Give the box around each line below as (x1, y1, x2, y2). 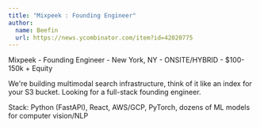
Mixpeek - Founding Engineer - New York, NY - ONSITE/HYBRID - (8, 55, 224, 65)
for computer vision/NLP (8, 111, 89, 121)
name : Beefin (15, 26, 59, 34)
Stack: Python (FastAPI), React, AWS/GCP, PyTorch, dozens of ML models (8, 103, 250, 112)
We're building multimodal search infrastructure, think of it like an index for (8, 79, 252, 88)
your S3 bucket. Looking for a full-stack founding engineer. (8, 88, 201, 97)
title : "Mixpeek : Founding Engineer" (8, 11, 136, 20)
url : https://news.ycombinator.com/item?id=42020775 (15, 33, 193, 42)
